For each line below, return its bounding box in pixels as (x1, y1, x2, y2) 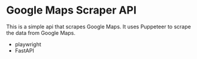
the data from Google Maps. (6, 29, 76, 36)
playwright (14, 41, 41, 48)
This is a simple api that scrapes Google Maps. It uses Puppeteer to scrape (6, 23, 192, 30)
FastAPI (14, 47, 34, 54)
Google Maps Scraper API (6, 4, 137, 17)
